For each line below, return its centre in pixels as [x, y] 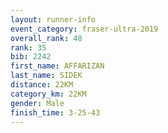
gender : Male [37, 103]
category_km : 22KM [48, 94]
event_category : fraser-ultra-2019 [84, 29]
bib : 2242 [31, 57]
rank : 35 [28, 47]
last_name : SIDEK [46, 76]
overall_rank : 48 [46, 38]
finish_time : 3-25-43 [55, 112]
